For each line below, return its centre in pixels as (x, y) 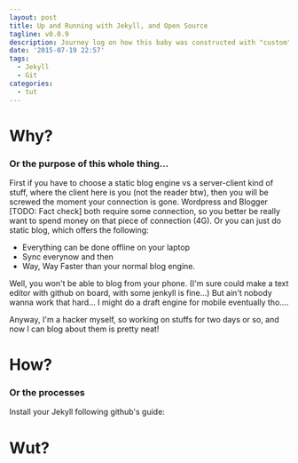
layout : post (33, 17)
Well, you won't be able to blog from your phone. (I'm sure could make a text (149, 283)
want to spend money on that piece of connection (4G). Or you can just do (145, 220)
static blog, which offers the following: (79, 230)
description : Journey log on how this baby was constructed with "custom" (150, 42)
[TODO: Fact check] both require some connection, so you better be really (145, 211)
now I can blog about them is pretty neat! (84, 329)
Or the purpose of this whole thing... (89, 164)
